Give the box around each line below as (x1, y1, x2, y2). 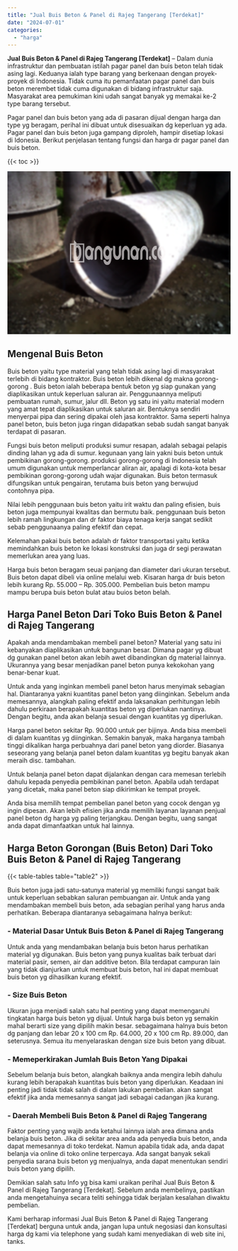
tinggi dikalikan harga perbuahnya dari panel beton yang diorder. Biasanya (7, 741, 225, 750)
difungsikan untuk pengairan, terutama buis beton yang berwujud (7, 479, 198, 487)
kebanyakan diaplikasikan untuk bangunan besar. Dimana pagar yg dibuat (7, 646, 223, 655)
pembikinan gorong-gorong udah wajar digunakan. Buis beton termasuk (7, 471, 218, 479)
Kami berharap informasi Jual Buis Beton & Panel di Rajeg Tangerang (7, 1215, 209, 1223)
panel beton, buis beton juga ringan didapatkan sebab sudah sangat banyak (7, 420, 229, 428)
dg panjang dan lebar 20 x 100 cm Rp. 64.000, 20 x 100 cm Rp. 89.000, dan (7, 1029, 229, 1037)
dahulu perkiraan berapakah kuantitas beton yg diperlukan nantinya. (7, 705, 207, 714)
